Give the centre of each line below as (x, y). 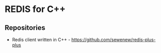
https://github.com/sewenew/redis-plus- (114, 39)
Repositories (25, 28)
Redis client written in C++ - (41, 39)
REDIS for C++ (35, 9)
